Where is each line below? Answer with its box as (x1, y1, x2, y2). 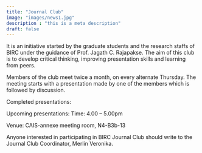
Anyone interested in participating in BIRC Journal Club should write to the (6, 134, 193, 141)
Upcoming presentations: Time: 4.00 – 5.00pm (6, 110, 123, 117)
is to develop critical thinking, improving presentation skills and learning (6, 55, 186, 63)
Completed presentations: (6, 98, 72, 106)
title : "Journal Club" (6, 8, 64, 15)
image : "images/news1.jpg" (6, 15, 75, 21)
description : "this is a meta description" (6, 20, 121, 26)
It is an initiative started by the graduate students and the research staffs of (6, 42, 195, 50)
